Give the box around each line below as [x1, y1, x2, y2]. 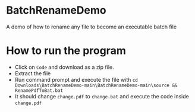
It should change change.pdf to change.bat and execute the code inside [14, 92, 189, 100]
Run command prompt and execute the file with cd [14, 76, 139, 83]
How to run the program [6, 44, 126, 57]
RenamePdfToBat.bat [14, 87, 64, 94]
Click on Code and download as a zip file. [14, 63, 114, 71]
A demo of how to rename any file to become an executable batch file [6, 23, 177, 30]
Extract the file [14, 69, 51, 77]
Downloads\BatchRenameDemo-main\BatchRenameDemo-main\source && [14, 82, 178, 88]
